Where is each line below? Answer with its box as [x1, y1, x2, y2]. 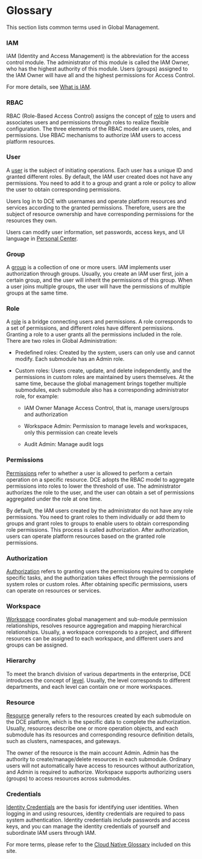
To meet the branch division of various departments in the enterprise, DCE [6, 670, 191, 677]
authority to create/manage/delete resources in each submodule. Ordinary [6, 755, 191, 762]
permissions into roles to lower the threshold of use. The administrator [6, 482, 181, 490]
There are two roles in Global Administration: [6, 337, 118, 345]
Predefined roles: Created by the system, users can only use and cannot [14, 349, 195, 356]
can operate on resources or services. [6, 587, 101, 595]
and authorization [24, 411, 68, 418]
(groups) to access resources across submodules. [6, 774, 131, 782]
